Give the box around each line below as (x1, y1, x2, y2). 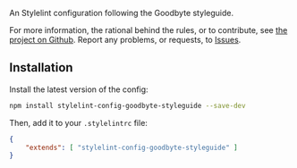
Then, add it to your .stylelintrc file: (9, 117, 148, 128)
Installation (9, 60, 73, 75)
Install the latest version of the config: (9, 84, 149, 95)
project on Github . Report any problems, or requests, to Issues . (9, 35, 242, 45)
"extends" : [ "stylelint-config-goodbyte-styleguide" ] (25, 143, 239, 152)
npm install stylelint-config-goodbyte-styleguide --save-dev (9, 101, 246, 110)
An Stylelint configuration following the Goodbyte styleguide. (9, 8, 234, 18)
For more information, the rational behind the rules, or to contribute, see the (9, 25, 288, 35)
